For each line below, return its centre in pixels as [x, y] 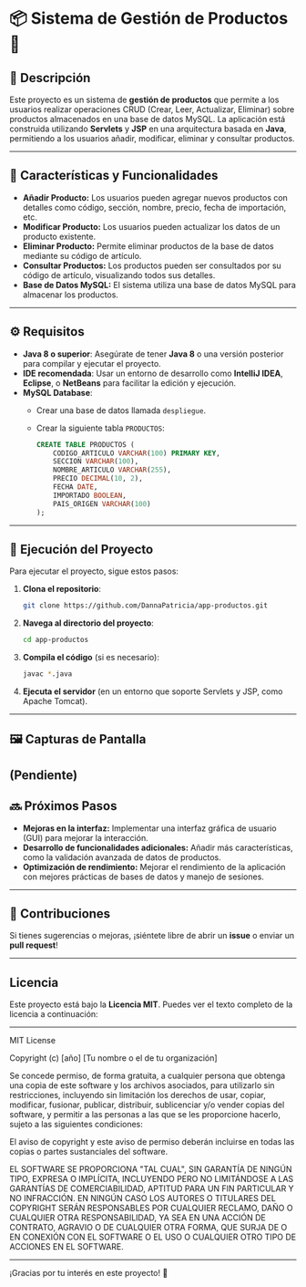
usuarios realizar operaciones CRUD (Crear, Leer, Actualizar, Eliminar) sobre [152, 109]
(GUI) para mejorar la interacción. [85, 837]
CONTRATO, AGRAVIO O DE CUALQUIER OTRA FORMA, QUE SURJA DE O [148, 1228]
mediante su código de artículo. [82, 255]
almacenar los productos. [70, 295]
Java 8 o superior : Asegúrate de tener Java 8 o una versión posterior [153, 354]
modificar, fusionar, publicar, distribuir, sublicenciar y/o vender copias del [147, 1105]
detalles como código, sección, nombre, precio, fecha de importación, [154, 207]
